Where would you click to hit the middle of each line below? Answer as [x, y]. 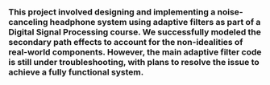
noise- [230, 12]
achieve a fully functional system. [76, 72]
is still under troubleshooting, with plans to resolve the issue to [134, 62]
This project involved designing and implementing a [112, 12]
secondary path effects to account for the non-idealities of [126, 42]
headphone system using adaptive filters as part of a [155, 22]
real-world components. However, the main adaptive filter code [135, 52]
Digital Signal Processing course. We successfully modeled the [135, 32]
